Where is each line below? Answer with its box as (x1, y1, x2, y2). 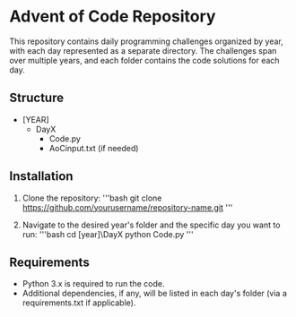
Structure (9, 90, 65, 106)
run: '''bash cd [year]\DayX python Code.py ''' (22, 228, 195, 239)
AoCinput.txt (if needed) (48, 142, 139, 153)
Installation (9, 168, 74, 184)
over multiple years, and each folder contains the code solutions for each (9, 55, 280, 65)
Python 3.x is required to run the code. (22, 278, 165, 289)
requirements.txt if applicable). (22, 297, 136, 308)
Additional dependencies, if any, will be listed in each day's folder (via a (22, 288, 287, 299)
